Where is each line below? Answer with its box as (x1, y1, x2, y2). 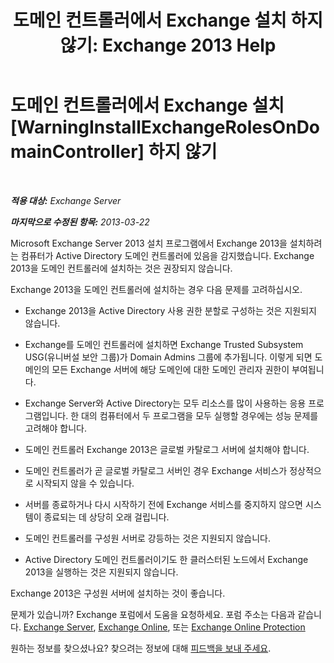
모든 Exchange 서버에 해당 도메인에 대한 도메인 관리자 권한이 (51, 363, 290, 375)
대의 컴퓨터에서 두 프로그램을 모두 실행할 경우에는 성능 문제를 (80, 409, 319, 421)
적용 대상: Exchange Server (10, 194, 122, 206)
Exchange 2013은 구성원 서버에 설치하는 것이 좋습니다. (10, 587, 226, 599)
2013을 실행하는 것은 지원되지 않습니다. (24, 566, 179, 578)
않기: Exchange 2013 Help (59, 34, 277, 57)
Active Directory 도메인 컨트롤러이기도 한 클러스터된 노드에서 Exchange (24, 553, 309, 565)
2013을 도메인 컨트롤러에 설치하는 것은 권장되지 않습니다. (10, 262, 233, 274)
